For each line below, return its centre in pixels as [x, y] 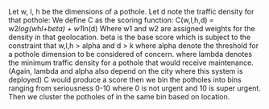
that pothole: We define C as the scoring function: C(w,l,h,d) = [112, 20]
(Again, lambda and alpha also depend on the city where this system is [126, 71]
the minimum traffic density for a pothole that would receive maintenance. [131, 63]
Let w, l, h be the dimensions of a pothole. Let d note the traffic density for [131, 12]
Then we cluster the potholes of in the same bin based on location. [119, 97]
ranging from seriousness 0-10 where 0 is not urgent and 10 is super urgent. [135, 88]
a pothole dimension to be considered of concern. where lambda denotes [130, 54]
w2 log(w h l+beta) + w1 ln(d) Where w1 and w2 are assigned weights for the [132, 28]
